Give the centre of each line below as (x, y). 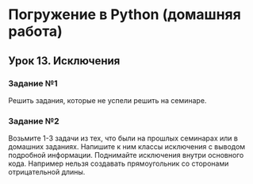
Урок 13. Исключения (64, 61)
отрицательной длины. (47, 172)
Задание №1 (33, 83)
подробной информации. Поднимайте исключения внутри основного (126, 155)
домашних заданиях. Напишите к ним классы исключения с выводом (127, 147)
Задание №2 (34, 121)
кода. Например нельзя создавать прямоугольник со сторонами (119, 163)
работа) (36, 31)
